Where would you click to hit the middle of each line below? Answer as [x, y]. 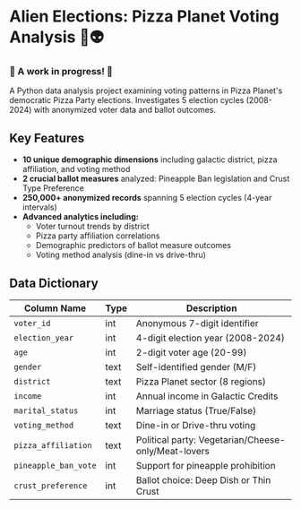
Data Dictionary [54, 283]
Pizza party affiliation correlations [98, 236]
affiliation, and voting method [76, 169]
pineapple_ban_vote [55, 466]
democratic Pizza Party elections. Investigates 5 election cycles [127, 100]
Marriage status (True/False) [196, 411]
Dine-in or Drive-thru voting [196, 426]
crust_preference [51, 486]
